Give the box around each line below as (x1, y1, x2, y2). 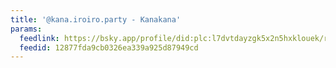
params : (10, 24, 43, 34)
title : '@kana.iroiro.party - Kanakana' (10, 14, 182, 25)
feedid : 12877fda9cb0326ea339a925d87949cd (19, 42, 199, 53)
